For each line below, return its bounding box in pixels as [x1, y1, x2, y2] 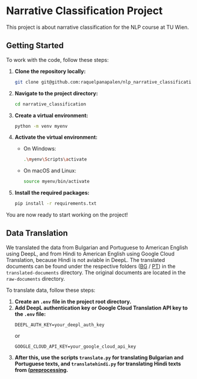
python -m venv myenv [14, 123, 68, 129]
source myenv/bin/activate [23, 178, 90, 185]
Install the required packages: [14, 189, 90, 197]
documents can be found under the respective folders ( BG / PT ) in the [6, 262, 176, 270]
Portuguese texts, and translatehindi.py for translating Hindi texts [14, 360, 181, 367]
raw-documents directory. [6, 275, 65, 282]
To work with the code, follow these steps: [6, 56, 109, 63]
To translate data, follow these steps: [6, 287, 96, 294]
